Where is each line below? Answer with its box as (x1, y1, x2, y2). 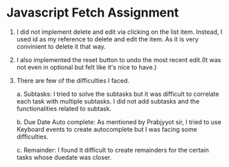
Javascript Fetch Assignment (6, 5, 179, 21)
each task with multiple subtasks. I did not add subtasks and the (16, 97, 200, 105)
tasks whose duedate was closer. (16, 153, 112, 161)
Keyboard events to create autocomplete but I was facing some (16, 125, 198, 133)
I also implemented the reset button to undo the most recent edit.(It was (16, 55, 221, 63)
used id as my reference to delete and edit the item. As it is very (16, 35, 199, 43)
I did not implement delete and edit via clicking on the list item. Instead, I (16, 28, 223, 36)
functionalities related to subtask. (16, 104, 112, 112)
